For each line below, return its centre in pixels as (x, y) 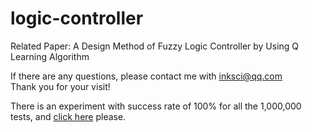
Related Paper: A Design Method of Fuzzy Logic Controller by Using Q (155, 46)
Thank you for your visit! (60, 86)
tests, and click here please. (68, 116)
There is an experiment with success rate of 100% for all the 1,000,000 (156, 106)
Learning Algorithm (50, 56)
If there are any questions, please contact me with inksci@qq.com (146, 76)
